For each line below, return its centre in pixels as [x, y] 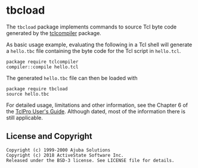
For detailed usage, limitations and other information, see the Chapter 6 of [97, 105]
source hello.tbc [28, 94]
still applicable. [25, 118]
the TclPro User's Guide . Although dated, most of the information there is [96, 111]
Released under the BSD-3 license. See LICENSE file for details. [90, 160]
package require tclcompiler [42, 62]
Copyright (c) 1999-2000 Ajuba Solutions [58, 150]
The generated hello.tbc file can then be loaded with [72, 78]
